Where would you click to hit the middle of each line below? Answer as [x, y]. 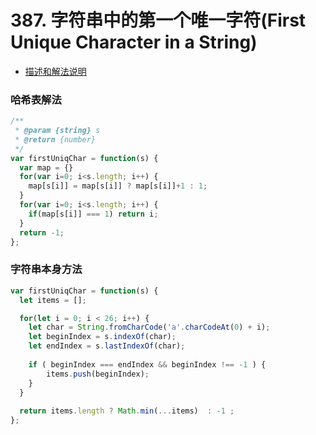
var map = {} [46, 167]
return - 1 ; [42, 232]
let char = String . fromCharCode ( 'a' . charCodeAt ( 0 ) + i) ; [149, 327]
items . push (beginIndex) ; [98, 374]
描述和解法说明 [55, 71]
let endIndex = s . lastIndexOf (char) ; [107, 346]
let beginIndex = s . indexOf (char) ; [102, 337]
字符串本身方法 [46, 269]
